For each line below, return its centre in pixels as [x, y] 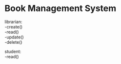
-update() [14, 37]
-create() [14, 26]
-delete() [13, 42]
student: [13, 51]
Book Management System [60, 8]
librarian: [13, 22]
